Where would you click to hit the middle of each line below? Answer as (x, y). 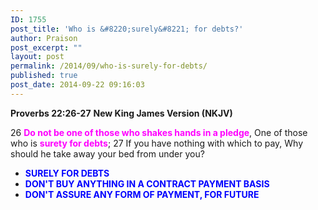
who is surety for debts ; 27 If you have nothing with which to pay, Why (157, 143)
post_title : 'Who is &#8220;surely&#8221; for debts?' (127, 29)
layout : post (37, 57)
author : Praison (44, 38)
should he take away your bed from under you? (107, 153)
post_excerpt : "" (46, 47)
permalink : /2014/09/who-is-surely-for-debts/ (109, 66)
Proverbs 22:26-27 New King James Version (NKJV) (121, 113)
